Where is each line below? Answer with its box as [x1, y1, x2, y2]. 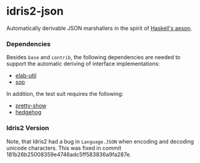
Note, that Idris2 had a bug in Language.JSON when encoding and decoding [6, 137, 194, 145]
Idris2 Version [6, 124, 49, 132]
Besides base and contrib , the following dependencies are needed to [6, 54, 181, 61]
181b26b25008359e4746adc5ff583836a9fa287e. [6, 151, 132, 158]
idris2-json [6, 4, 64, 18]
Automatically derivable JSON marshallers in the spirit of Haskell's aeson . [6, 24, 192, 32]
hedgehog [15, 109, 42, 116]
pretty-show [15, 102, 47, 109]
